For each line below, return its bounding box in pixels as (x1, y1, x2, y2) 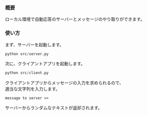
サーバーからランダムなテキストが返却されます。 (5, 105, 103, 111)
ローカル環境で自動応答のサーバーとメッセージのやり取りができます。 (5, 16, 145, 22)
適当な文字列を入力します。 (5, 86, 60, 92)
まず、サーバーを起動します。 (5, 41, 64, 47)
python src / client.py (5, 71, 49, 76)
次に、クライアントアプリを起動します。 (5, 61, 85, 67)
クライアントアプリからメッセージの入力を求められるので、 (5, 80, 124, 86)
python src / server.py (5, 51, 49, 57)
